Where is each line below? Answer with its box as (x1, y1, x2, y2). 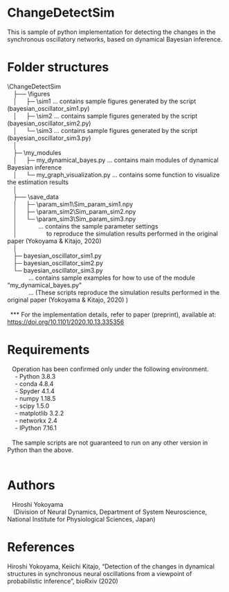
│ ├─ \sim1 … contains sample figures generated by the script (13, 97, 196, 105)
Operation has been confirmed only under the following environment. (11, 365, 209, 373)
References (7, 539, 75, 555)
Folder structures (7, 60, 109, 75)
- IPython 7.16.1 (15, 424, 57, 432)
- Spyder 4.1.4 (15, 386, 55, 395)
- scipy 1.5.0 (15, 402, 50, 410)
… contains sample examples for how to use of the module (28, 273, 196, 282)
